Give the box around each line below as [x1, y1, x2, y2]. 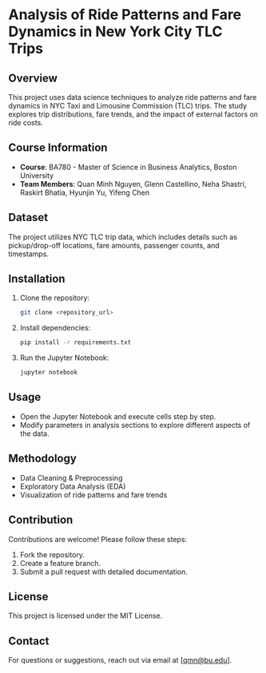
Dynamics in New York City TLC [8, 22, 223, 41]
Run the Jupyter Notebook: [19, 353, 109, 362]
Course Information [8, 141, 108, 155]
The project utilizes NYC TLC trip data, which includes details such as [8, 232, 238, 241]
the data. [19, 429, 50, 438]
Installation [8, 272, 66, 286]
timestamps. [8, 249, 50, 259]
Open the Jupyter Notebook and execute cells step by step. [19, 411, 216, 421]
